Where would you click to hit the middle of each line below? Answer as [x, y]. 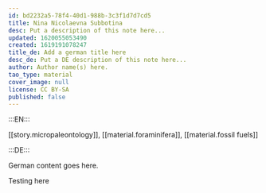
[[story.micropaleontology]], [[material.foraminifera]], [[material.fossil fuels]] [133, 135]
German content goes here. [53, 166]
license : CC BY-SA [39, 89]
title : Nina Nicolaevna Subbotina [66, 23]
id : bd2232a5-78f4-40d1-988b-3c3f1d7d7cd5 [80, 15]
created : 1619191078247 [48, 45]
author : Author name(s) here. [59, 68]
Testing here [29, 181]
